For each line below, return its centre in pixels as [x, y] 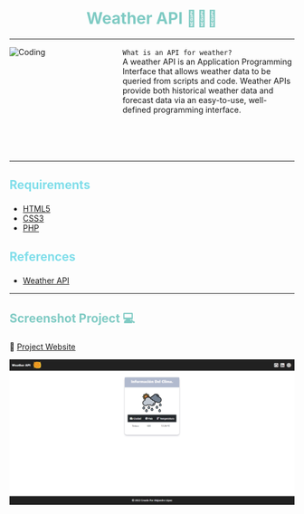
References [43, 257]
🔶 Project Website [43, 347]
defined [137, 109]
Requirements [50, 185]
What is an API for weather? [177, 52]
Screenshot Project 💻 [72, 319]
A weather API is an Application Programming [207, 62]
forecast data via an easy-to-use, [185, 100]
